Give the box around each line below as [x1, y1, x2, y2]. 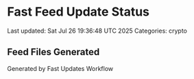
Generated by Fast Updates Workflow [7, 64, 114, 72]
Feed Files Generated [7, 46, 100, 58]
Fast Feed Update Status [7, 4, 149, 20]
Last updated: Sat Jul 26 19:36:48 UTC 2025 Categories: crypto [7, 27, 187, 35]
